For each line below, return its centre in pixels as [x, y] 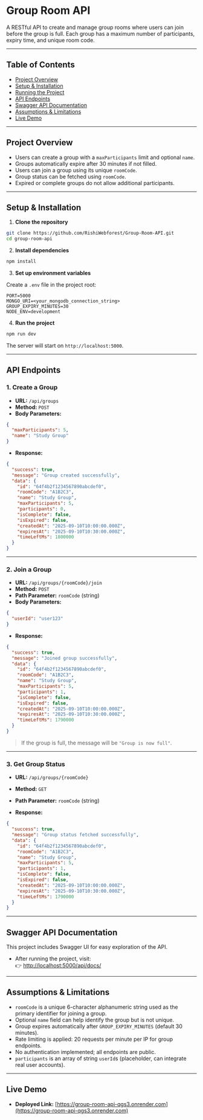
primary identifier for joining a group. [61, 1013]
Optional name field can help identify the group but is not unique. [95, 1020]
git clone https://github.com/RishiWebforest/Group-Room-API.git [90, 233]
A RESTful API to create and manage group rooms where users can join [95, 27]
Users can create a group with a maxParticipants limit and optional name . [105, 157]
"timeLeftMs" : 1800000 [46, 537]
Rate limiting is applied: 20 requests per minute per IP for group [94, 1039]
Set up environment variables [53, 273]
